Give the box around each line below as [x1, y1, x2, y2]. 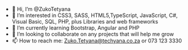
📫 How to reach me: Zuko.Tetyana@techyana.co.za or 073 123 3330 [11, 37, 182, 44]
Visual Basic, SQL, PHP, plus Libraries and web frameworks [11, 18, 158, 25]
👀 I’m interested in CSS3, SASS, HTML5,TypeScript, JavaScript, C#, [11, 12, 178, 19]
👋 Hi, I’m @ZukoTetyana [11, 6, 71, 12]
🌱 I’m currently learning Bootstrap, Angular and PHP [11, 24, 140, 31]
